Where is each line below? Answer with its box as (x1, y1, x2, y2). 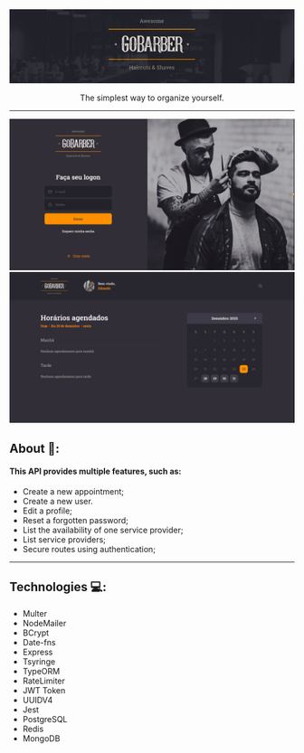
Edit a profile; (22, 505, 72, 516)
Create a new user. (22, 495, 93, 506)
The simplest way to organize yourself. (80, 92, 224, 103)
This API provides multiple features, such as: (9, 466, 182, 477)
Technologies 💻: (9, 579, 107, 595)
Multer (22, 607, 48, 618)
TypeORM (22, 665, 61, 676)
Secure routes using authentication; (22, 543, 157, 554)
